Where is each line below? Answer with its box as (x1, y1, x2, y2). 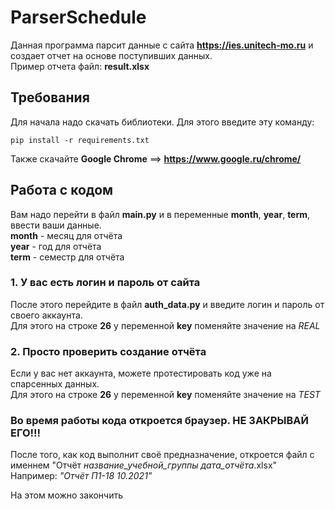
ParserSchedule (10, 6, 147, 29)
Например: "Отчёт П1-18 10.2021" (10, 470, 153, 482)
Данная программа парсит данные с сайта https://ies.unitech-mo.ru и (10, 39, 314, 51)
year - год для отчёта (10, 240, 102, 252)
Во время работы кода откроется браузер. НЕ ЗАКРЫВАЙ (10, 414, 310, 428)
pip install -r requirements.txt (10, 135, 150, 145)
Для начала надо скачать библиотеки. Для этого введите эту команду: (10, 116, 315, 128)
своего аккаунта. (10, 309, 83, 321)
